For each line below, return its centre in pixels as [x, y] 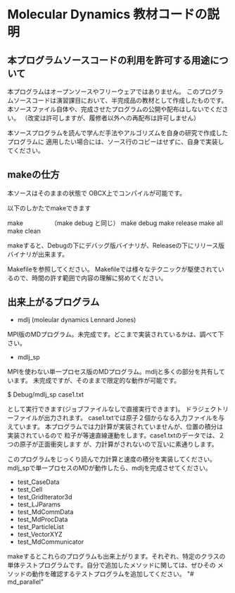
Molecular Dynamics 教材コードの [107, 14]
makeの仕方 [33, 175]
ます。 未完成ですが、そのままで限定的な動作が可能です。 [97, 380]
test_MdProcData [43, 519]
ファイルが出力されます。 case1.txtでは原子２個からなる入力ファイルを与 [119, 417]
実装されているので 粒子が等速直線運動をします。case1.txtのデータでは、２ [116, 435]
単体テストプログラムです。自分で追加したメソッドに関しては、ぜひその [112, 565]
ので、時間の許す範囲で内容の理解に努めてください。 [90, 278]
